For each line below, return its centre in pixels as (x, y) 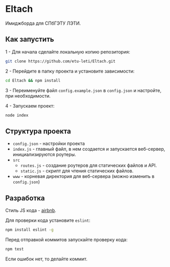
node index (17, 115)
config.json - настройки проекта (49, 144)
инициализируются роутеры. (44, 154)
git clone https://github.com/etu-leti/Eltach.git (60, 61)
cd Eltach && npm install (33, 80)
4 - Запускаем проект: (30, 105)
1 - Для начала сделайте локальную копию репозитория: (68, 51)
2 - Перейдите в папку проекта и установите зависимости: (70, 71)
